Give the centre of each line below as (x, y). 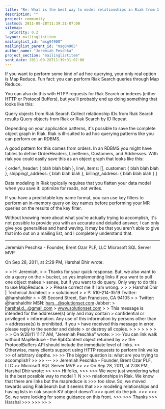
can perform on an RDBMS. (33, 139)
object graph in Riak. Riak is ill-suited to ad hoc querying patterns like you (80, 134)
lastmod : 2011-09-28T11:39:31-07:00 (42, 23)
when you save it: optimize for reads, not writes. (54, 188)
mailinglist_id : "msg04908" (34, 42)
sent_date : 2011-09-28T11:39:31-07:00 (45, 60)
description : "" (22, 14)
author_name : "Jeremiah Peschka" (39, 51)
